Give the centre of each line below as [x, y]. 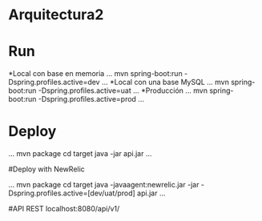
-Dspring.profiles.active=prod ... [91, 99]
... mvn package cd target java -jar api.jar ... [80, 154]
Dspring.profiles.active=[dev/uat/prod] [72, 193]
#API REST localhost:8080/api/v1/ [64, 209]
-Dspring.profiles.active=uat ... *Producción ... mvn [123, 90]
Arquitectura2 [56, 15]
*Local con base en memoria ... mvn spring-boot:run [95, 74]
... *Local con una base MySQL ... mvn [165, 82]
